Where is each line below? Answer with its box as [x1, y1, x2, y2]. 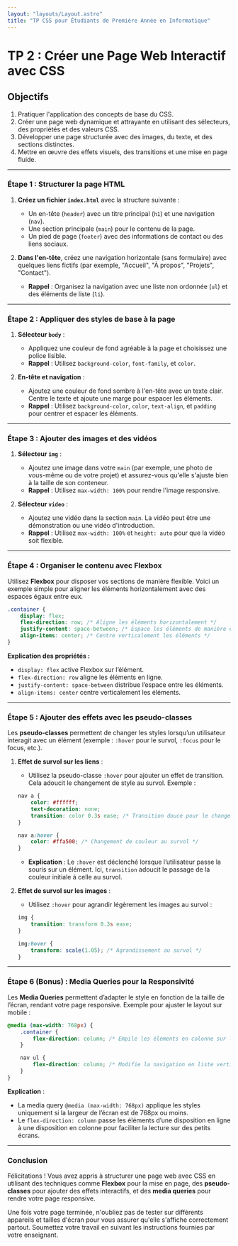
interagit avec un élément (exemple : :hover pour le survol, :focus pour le [7, 736, 221, 744]
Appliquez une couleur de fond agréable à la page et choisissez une [28, 344, 227, 352]
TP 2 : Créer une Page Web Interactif [7, 48, 227, 64]
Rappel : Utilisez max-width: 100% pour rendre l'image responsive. [28, 486, 220, 494]
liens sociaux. [28, 239, 69, 248]
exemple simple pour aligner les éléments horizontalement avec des [7, 584, 206, 593]
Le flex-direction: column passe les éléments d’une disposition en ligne [17, 1116, 231, 1125]
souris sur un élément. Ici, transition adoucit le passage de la [28, 865, 210, 874]
